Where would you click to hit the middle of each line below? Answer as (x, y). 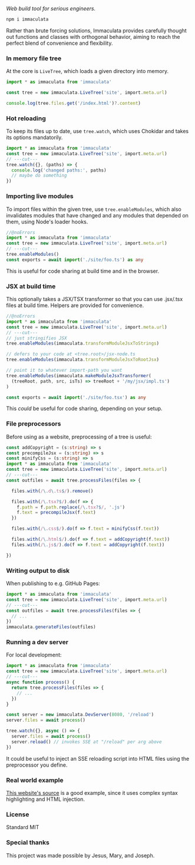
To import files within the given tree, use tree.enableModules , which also (94, 209)
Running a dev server (37, 642)
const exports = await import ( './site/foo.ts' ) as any (75, 260)
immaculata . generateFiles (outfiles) (51, 627)
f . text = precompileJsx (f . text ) (56, 513)
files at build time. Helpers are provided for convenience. (75, 305)
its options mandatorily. (34, 137)
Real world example (35, 780)
